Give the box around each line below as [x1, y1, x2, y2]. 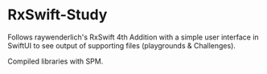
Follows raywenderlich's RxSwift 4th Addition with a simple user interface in [7, 32, 259, 42]
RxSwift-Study [7, 6, 108, 24]
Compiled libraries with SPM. [7, 56, 104, 66]
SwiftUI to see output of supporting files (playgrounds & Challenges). [7, 40, 236, 50]
